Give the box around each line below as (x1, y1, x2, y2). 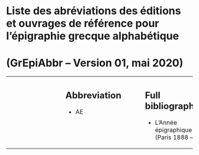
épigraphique (155, 125, 192, 134)
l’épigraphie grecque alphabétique (6, 30, 179, 43)
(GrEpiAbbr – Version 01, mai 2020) (6, 56, 184, 70)
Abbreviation (65, 89, 122, 101)
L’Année (155, 118, 178, 127)
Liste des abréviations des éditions (6, 4, 181, 18)
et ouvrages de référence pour (6, 17, 159, 30)
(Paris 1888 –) (155, 133, 195, 141)
